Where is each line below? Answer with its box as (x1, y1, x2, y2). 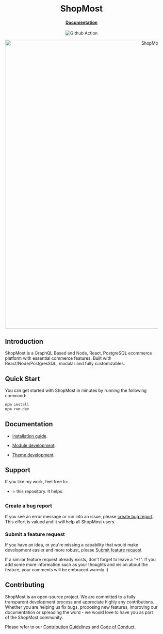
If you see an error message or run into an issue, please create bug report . (5, 513, 154, 519)
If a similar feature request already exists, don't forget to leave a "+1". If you (5, 556, 156, 562)
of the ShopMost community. (5, 614, 63, 620)
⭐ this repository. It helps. (12, 489, 64, 494)
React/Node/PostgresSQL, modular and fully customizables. (5, 361, 125, 367)
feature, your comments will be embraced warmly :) (5, 566, 109, 572)
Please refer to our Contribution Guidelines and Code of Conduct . (5, 624, 136, 630)
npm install (5, 402, 29, 407)
